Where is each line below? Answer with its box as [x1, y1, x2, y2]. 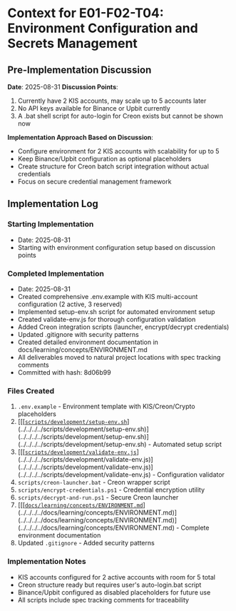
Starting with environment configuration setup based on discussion [17, 243, 216, 251]
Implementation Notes [7, 557, 87, 567]
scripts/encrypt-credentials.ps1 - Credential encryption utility [17, 485, 205, 494]
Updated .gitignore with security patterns [17, 330, 139, 338]
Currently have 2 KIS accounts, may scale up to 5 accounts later [17, 96, 207, 105]
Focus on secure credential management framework [17, 177, 172, 186]
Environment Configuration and [7, 20, 198, 36]
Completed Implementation [7, 268, 105, 278]
